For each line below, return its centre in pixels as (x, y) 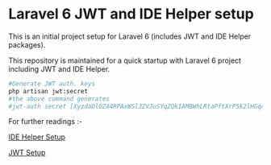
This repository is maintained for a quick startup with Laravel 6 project (125, 60)
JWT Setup (27, 153)
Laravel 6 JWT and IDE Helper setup (131, 14)
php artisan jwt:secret (48, 91)
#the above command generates (59, 99)
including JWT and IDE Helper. (59, 68)
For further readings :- (46, 122)
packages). (27, 44)
